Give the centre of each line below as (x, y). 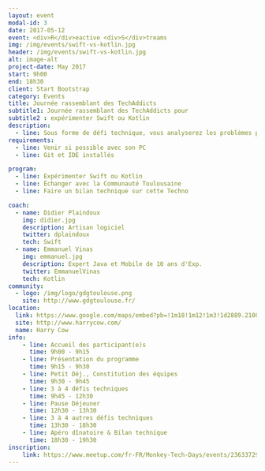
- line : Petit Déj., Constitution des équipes (100, 374)
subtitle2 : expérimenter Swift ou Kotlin (79, 118)
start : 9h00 (28, 74)
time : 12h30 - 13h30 (63, 411)
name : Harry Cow (42, 330)
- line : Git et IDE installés (65, 155)
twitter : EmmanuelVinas (62, 271)
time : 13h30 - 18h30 (63, 426)
